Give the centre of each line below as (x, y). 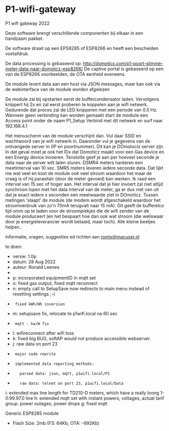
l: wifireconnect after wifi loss (43, 333)
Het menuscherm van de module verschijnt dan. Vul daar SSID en (73, 135)
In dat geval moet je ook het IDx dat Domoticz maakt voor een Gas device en (85, 152)
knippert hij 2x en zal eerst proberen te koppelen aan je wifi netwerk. (77, 104)
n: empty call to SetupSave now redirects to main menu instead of (81, 289)
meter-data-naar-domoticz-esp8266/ (44, 69)
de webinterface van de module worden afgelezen (58, 89)
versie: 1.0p (24, 256)
